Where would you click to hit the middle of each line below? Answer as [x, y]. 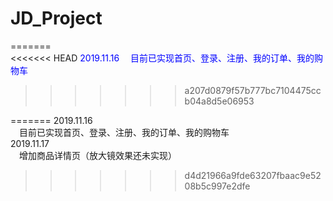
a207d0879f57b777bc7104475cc [253, 90]
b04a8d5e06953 [219, 101]
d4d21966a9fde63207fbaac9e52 [253, 175]
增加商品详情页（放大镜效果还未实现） [98, 155]
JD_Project [56, 18]
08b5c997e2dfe [217, 186]
